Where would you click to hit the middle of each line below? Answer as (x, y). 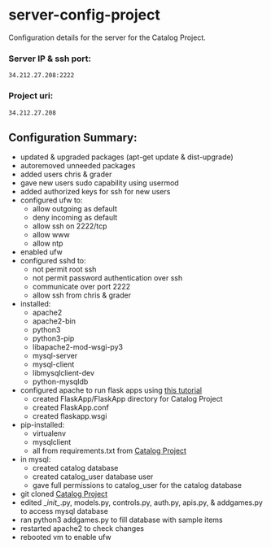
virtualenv (49, 433)
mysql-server (55, 356)
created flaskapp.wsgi (70, 416)
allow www (51, 235)
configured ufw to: (51, 200)
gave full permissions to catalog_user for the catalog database (137, 485)
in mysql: (35, 459)
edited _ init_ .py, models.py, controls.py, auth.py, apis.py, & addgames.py (141, 502)
